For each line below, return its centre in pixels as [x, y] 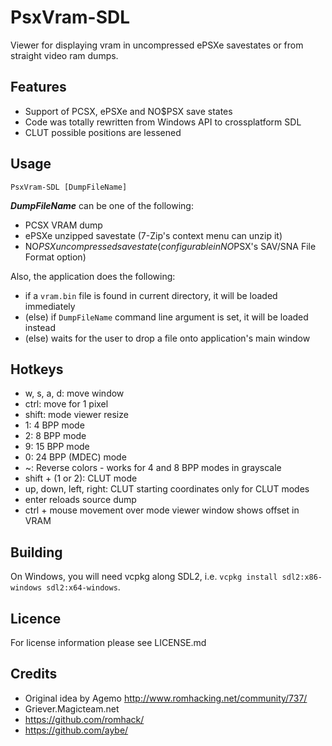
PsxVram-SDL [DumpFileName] [69, 187]
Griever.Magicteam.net [72, 708]
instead [40, 327]
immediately [50, 306]
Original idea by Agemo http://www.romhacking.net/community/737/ [166, 698]
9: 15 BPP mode [57, 447]
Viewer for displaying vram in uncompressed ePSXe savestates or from [157, 45]
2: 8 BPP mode [55, 436]
